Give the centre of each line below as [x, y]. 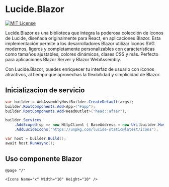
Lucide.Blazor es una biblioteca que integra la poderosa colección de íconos [84, 33]
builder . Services [23, 120]
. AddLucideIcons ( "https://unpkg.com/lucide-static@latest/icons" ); [86, 130]
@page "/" [16, 170]
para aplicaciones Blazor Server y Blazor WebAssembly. [63, 59]
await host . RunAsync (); [30, 143]
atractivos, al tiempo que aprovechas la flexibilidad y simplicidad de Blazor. [83, 74]
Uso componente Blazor [44, 159]
